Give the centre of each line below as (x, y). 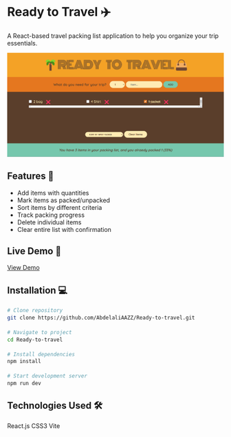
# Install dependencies (41, 354)
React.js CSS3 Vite (34, 426)
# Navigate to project (40, 332)
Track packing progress (51, 215)
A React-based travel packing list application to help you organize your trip (113, 36)
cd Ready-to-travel (35, 340)
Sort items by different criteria (59, 207)
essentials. (22, 43)
